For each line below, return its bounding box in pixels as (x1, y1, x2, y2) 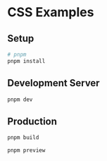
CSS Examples (7, 4, 94, 20)
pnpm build (7, 134, 39, 141)
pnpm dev (7, 96, 33, 103)
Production (7, 115, 58, 127)
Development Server (7, 77, 100, 89)
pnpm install (7, 57, 46, 64)
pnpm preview (7, 147, 46, 154)
